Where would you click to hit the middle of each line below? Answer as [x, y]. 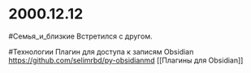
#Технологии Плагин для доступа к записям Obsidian [101, 51]
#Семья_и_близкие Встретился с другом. [80, 36]
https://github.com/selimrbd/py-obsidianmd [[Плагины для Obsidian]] [126, 60]
